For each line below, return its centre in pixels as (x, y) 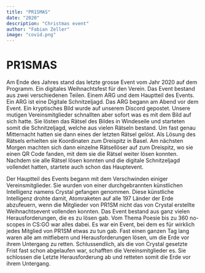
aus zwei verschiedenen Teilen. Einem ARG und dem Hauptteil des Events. (100, 95)
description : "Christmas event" (48, 23)
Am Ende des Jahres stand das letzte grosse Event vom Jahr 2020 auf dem (102, 82)
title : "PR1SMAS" (29, 12)
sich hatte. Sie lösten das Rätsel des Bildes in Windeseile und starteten (96, 121)
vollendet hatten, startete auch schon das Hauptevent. (75, 167)
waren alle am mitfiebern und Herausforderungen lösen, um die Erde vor (98, 237)
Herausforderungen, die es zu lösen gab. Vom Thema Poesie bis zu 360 (97, 218)
